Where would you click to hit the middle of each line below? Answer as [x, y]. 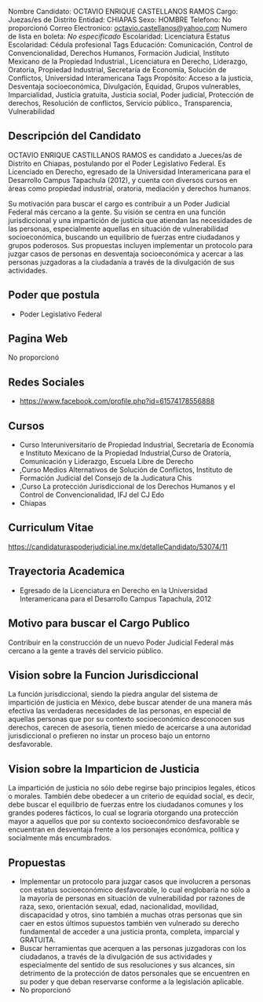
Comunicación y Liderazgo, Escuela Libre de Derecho [106, 462]
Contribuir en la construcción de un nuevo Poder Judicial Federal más [121, 642]
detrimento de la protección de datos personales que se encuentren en [134, 973]
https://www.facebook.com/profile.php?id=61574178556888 [117, 401]
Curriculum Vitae [51, 528]
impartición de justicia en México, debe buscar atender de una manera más [130, 703]
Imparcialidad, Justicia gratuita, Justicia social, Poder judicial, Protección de [131, 95]
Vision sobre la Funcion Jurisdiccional [103, 675]
